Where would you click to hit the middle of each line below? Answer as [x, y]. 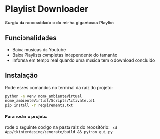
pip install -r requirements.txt [39, 105]
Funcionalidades [31, 38]
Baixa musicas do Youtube [39, 49]
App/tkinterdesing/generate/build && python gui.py [59, 132]
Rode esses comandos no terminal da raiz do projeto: [59, 87]
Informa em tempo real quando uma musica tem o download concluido [83, 60]
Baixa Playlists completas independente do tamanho [65, 55]
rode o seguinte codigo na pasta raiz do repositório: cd [61, 127]
